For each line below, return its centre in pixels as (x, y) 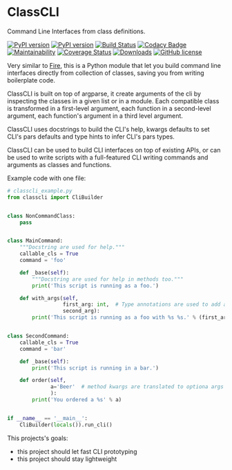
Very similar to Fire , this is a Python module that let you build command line (114, 65)
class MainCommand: (35, 241)
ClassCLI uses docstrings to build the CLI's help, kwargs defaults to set (108, 129)
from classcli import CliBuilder (55, 197)
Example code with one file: (47, 178)
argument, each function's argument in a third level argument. (95, 116)
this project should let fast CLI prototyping (77, 451)
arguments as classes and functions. (59, 164)
